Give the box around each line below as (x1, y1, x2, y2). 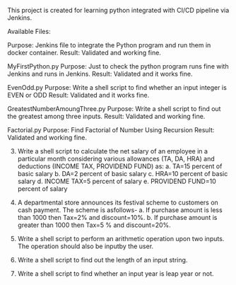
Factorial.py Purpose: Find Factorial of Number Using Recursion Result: (7, 126, 215, 134)
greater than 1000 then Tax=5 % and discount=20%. (17, 221, 171, 229)
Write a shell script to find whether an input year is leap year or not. (17, 269, 214, 278)
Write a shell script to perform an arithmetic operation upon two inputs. (17, 235, 225, 243)
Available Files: (7, 28, 51, 35)
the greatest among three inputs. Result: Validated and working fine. (7, 112, 206, 120)
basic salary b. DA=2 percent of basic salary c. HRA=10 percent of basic (17, 170, 228, 178)
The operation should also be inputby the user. (17, 242, 154, 250)
